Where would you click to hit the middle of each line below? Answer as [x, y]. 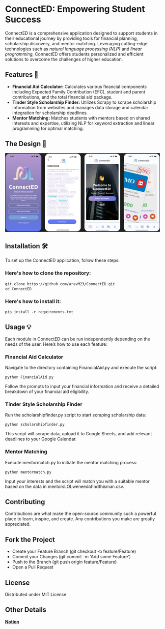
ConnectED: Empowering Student [75, 9]
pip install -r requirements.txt [39, 312]
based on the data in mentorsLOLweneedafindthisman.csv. [65, 486]
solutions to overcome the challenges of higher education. [64, 59]
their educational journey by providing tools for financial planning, [72, 38]
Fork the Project [30, 539]
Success [23, 19]
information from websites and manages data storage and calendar [80, 107]
